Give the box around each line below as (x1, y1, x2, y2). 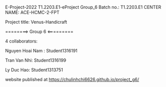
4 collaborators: (5, 38, 38, 44)
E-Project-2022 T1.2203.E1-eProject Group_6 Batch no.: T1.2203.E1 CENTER (5, 4, 162, 10)
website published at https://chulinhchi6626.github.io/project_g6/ (5, 77, 139, 82)
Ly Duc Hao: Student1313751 (5, 67, 63, 73)
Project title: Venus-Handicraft (5, 19, 67, 25)
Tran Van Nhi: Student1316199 (5, 57, 66, 63)
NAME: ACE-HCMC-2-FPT (5, 9, 60, 15)
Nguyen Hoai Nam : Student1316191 (5, 48, 78, 53)
